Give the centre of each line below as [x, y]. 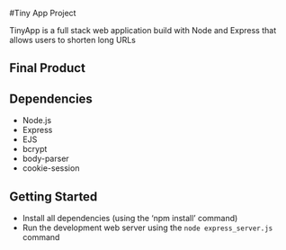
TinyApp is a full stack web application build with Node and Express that [143, 30]
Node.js [37, 121]
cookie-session [51, 168]
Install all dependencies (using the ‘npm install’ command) [130, 219]
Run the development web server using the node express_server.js [147, 228]
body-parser [45, 159]
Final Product [47, 68]
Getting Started [54, 196]
